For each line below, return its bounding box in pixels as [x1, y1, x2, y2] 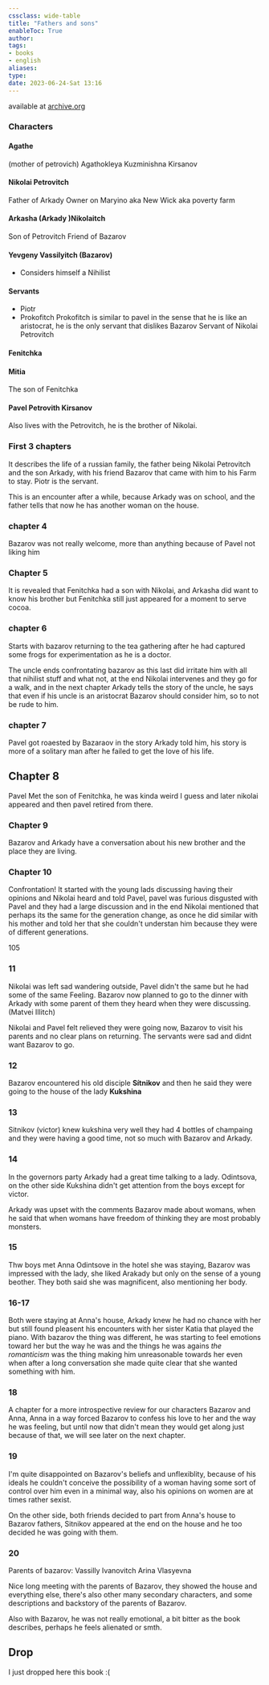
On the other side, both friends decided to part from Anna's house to [8, 1510, 236, 1520]
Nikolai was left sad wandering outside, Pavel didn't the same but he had [8, 981, 249, 991]
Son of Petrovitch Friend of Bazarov [8, 232, 127, 241]
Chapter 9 [8, 820, 48, 831]
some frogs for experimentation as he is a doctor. [8, 649, 172, 660]
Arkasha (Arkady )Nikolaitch [8, 214, 106, 224]
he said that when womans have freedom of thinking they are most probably [8, 1213, 261, 1223]
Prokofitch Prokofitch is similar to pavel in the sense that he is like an [19, 313, 247, 323]
